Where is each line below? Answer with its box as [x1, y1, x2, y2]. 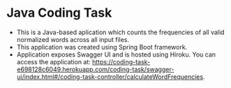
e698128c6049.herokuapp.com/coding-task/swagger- [16, 65, 174, 73]
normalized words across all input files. [16, 35, 130, 43]
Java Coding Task [6, 5, 112, 21]
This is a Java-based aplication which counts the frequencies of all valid [16, 28, 225, 36]
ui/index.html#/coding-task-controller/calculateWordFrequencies [16, 72, 204, 81]
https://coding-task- [92, 57, 151, 66]
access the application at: [16, 57, 91, 66]
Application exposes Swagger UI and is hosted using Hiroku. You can [16, 50, 216, 59]
